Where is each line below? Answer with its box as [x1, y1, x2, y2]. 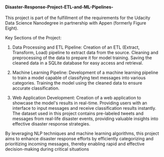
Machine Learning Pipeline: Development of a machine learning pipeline [12, 69, 159, 76]
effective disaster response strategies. [12, 121, 91, 127]
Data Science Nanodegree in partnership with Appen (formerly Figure [5, 20, 147, 26]
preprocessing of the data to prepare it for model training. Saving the [12, 55, 152, 61]
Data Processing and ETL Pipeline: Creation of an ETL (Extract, [12, 44, 140, 50]
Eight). [5, 25, 19, 31]
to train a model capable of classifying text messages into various [12, 75, 146, 81]
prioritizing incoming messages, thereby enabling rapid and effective [5, 141, 145, 147]
